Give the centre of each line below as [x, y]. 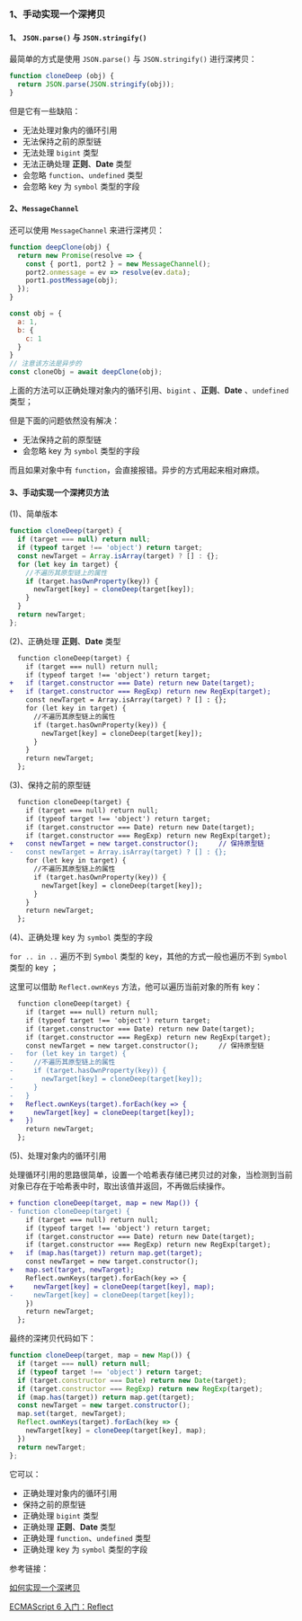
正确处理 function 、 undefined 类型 [86, 1537]
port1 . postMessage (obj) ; [72, 280]
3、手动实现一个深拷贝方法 [59, 492]
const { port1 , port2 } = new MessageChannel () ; [118, 264]
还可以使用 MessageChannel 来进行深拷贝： [87, 230]
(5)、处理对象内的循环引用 [58, 1156]
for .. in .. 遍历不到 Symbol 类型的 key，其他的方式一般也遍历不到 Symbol [148, 957]
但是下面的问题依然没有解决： [64, 421]
